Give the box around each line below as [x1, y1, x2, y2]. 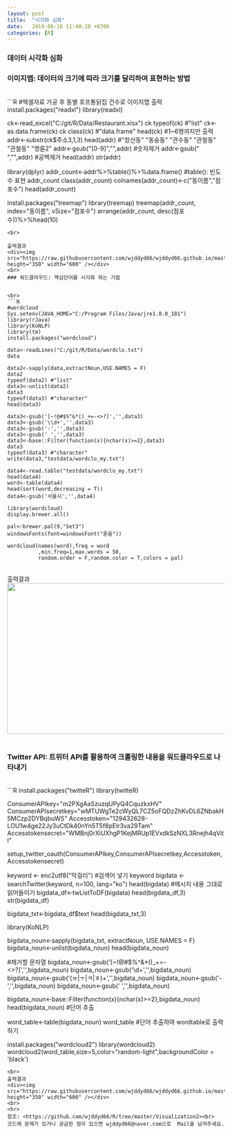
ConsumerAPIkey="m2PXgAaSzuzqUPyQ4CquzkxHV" [7, 799, 162, 808]
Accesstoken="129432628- [68, 814, 148, 822]
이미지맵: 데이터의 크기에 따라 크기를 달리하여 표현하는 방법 [7, 74, 191, 84]
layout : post [7, 10, 45, 17]
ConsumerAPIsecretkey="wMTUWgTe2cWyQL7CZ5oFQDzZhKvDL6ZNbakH [7, 807, 224, 815]
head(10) [32, 215, 59, 224]
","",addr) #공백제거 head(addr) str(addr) [7, 153, 121, 162]
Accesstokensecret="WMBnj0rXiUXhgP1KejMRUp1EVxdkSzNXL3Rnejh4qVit [7, 829, 224, 837]
